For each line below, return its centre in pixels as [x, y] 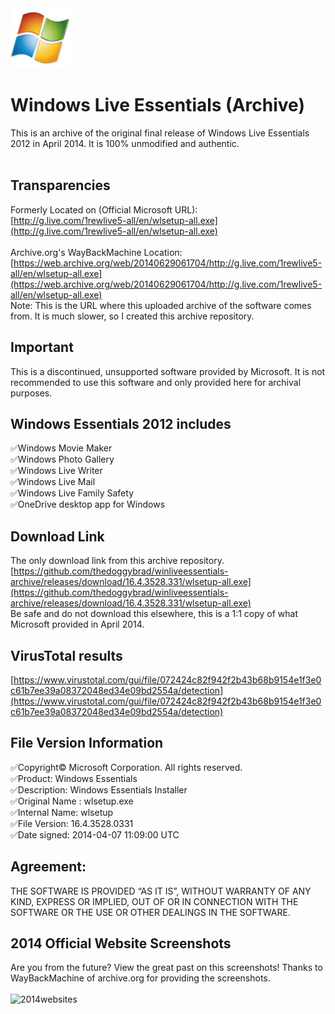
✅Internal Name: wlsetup [62, 812]
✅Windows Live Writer [56, 471]
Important [42, 347]
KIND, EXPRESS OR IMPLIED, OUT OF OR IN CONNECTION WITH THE [154, 901]
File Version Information [87, 743]
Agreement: [48, 867]
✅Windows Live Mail [53, 482]
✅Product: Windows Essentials [74, 778]
